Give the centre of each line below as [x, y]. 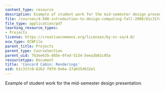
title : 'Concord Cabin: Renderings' [42, 64]
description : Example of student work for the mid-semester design [76, 14]
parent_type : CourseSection [34, 51]
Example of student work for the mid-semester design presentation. [74, 83]
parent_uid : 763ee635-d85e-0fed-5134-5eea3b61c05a [58, 55]
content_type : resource [29, 10]
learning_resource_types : [31, 28]
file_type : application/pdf [34, 23]
